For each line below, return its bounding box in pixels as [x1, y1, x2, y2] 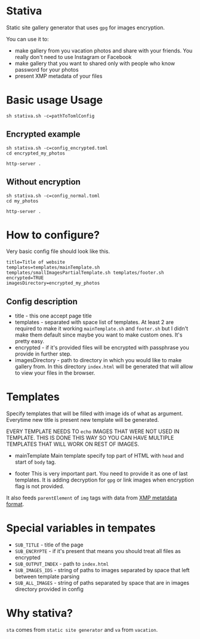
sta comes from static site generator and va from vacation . [6, 626, 158, 634]
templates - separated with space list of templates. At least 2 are [14, 319, 174, 326]
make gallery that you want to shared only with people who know [14, 60, 176, 67]
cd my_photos [6, 198, 39, 204]
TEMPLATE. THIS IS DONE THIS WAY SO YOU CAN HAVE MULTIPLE [6, 434, 174, 442]
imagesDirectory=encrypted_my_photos [6, 280, 100, 286]
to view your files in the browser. [14, 369, 96, 376]
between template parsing [14, 573, 79, 580]
